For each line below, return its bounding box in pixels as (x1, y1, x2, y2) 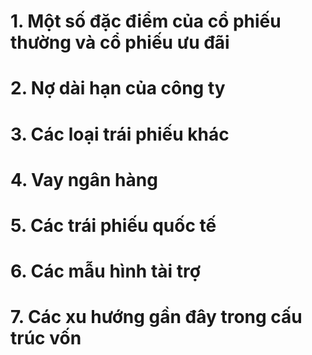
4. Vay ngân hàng (10, 168, 158, 191)
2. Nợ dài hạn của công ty (10, 77, 226, 100)
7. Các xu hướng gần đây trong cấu (10, 306, 303, 329)
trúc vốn (10, 327, 82, 350)
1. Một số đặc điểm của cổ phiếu (10, 10, 282, 33)
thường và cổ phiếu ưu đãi (10, 31, 230, 54)
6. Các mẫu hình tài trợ (10, 260, 201, 283)
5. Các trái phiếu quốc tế (10, 214, 217, 237)
